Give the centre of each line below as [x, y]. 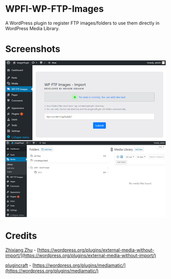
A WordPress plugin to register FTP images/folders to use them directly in [82, 23]
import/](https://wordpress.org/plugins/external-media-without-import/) [81, 255]
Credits [21, 236]
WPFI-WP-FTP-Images [55, 9]
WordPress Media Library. [33, 28]
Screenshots [33, 49]
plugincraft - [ [20, 265]
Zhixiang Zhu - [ [22, 250]
